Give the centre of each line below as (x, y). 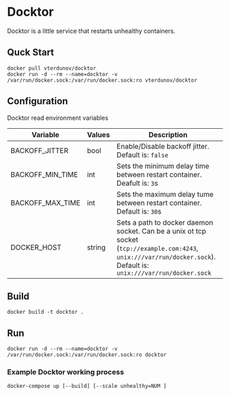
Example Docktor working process (66, 372)
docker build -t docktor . (46, 312)
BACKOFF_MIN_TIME (44, 174)
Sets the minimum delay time (163, 166)
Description (168, 134)
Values (98, 134)
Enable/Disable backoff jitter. (163, 146)
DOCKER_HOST (36, 247)
